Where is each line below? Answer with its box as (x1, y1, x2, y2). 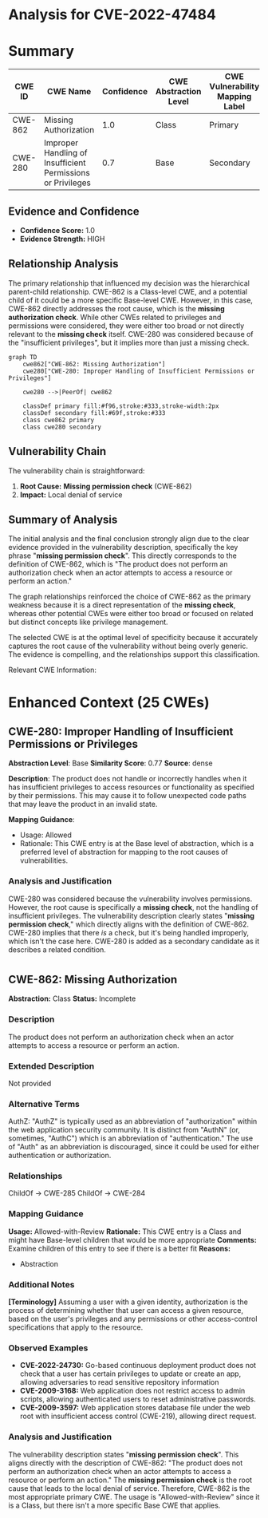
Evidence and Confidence (8, 204, 140, 218)
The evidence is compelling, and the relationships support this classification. (8, 650, 260, 659)
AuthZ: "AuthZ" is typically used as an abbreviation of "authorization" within (8, 1117, 258, 1126)
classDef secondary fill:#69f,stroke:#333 (22, 409, 166, 417)
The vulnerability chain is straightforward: (8, 465, 145, 476)
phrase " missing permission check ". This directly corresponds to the (8, 551, 238, 560)
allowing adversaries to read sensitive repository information (19, 1378, 219, 1387)
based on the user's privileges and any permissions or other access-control (8, 1314, 258, 1324)
